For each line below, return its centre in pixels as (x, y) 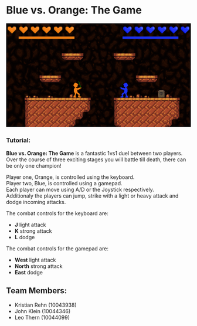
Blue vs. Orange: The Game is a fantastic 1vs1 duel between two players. (94, 153)
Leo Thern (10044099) (42, 317)
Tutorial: (18, 140)
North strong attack (38, 266)
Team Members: (37, 291)
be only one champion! (34, 165)
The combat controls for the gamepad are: (57, 248)
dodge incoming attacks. (36, 202)
